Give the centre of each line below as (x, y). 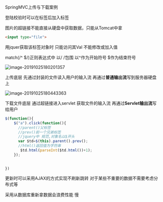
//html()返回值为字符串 (39, 146)
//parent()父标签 (34, 128)
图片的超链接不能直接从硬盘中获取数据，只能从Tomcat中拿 (64, 28)
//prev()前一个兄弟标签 (39, 132)
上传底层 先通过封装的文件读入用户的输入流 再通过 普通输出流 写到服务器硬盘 (81, 77)
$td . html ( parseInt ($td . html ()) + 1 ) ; (56, 150)
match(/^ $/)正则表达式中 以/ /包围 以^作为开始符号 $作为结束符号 (71, 57)
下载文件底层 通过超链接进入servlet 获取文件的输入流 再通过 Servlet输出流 (79, 103)
